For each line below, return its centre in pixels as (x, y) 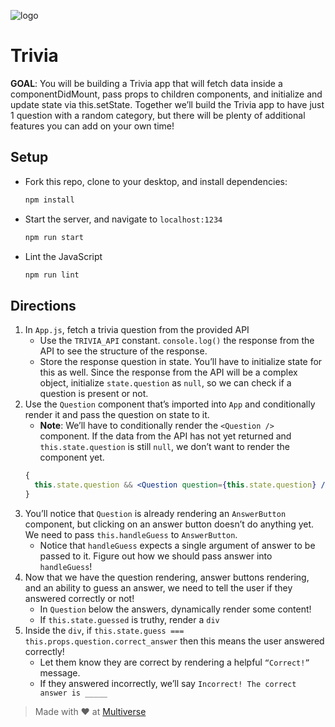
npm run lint (52, 275)
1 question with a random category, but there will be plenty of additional (158, 115)
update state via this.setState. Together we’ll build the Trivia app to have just (167, 104)
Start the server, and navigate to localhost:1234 (123, 219)
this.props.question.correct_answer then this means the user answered (174, 641)
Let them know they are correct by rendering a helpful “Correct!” (174, 662)
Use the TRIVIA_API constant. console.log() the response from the (177, 341)
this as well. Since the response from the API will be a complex (168, 372)
